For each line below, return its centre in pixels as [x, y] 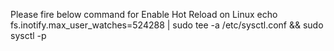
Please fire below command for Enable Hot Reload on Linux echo [144, 14]
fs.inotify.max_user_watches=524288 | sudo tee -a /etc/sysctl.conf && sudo [167, 25]
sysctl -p [28, 35]
